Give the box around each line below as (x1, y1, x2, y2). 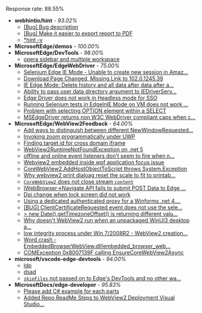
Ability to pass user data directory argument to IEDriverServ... (23, 88, 177, 95)
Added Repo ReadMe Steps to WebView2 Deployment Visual (23, 294, 175, 301)
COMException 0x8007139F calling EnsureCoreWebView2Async (23, 249, 184, 256)
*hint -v (23, 36, 43, 43)
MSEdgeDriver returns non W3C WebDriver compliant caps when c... (23, 113, 196, 121)
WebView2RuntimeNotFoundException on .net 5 (23, 146, 143, 153)
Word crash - (23, 236, 57, 243)
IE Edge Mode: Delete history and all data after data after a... (23, 81, 174, 89)
